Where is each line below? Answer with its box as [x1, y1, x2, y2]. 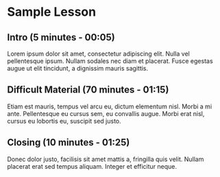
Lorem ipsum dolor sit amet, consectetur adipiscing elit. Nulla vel [7, 49, 190, 58]
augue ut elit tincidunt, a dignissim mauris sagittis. [7, 64, 149, 72]
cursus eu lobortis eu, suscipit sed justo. [7, 117, 121, 125]
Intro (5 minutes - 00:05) [7, 32, 115, 43]
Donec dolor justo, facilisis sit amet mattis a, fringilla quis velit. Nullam [7, 155, 204, 163]
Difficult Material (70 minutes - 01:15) [7, 84, 169, 96]
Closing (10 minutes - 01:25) [7, 137, 130, 148]
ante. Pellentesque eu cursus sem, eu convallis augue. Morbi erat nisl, [7, 109, 205, 117]
